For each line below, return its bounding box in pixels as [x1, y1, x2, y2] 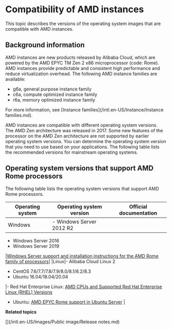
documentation [119, 209, 158, 217]
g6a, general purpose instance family [12, 86, 92, 92]
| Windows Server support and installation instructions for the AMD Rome [5, 253, 159, 259]
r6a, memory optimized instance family [12, 97, 96, 103]
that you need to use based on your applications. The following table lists [5, 144, 160, 150]
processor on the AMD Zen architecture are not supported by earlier [5, 133, 149, 139]
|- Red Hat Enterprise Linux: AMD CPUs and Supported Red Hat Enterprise [5, 284, 162, 290]
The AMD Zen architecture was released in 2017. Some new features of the [5, 127, 163, 133]
